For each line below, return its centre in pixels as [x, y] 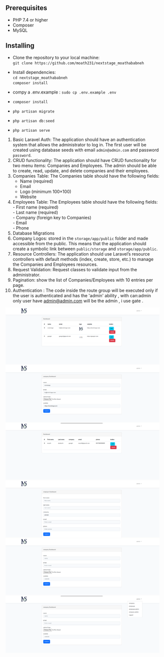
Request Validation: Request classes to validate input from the [75, 269]
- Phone [21, 228]
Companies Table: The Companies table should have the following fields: [86, 176]
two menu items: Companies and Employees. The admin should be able [84, 165]
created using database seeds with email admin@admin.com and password [86, 150]
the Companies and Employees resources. [55, 264]
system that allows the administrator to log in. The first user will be [80, 144]
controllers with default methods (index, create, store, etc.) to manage [83, 259]
